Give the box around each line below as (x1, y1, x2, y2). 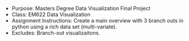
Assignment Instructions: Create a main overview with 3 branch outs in (11, 17, 184, 24)
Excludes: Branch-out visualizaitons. (11, 29, 100, 36)
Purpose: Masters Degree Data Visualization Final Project (11, 5, 151, 12)
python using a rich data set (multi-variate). (11, 23, 117, 30)
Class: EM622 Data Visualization (11, 11, 91, 18)
